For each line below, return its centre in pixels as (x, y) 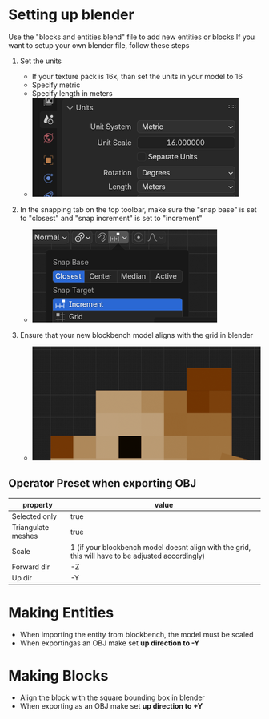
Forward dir (31, 567)
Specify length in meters (72, 93)
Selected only (34, 516)
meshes (25, 536)
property (38, 504)
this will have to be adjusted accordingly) (138, 556)
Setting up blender (71, 15)
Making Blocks (58, 675)
